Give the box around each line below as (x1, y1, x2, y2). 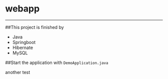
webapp (5, 3, 40, 14)
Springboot (12, 39, 36, 45)
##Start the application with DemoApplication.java (5, 59, 108, 65)
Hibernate (12, 44, 33, 50)
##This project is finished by (5, 24, 64, 30)
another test (5, 69, 30, 75)
